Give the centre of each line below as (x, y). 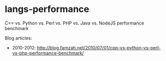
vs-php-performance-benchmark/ (48, 53)
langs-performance (47, 9)
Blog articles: (19, 38)
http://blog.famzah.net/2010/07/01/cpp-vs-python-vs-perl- (99, 47)
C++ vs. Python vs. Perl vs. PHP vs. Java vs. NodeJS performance (74, 23)
